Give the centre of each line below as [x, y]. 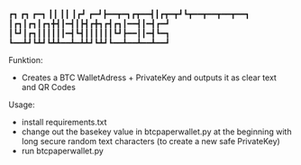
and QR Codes [48, 87]
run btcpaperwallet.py [63, 151]
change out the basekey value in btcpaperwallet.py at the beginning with [156, 132]
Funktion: [26, 60]
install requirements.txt [64, 122]
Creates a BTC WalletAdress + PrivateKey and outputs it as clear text [149, 78]
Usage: [22, 105]
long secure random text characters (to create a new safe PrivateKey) [150, 141]
